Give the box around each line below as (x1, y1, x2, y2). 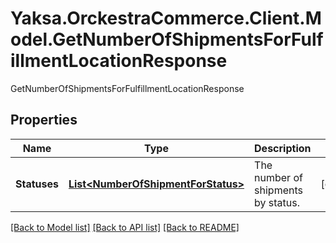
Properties (10, 112, 78, 129)
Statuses (15, 177, 59, 191)
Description (254, 141, 312, 155)
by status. (254, 195, 301, 209)
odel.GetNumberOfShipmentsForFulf (10, 28, 324, 51)
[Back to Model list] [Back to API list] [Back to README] (10, 221, 240, 233)
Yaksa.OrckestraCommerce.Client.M (10, 7, 322, 30)
